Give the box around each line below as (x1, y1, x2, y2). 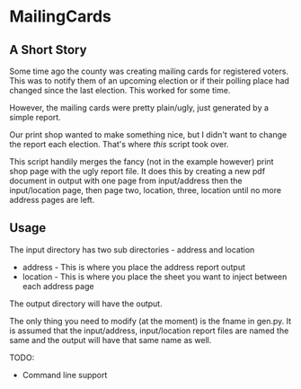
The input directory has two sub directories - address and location (9, 244, 255, 255)
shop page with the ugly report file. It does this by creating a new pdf (9, 166, 266, 176)
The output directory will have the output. (9, 298, 164, 309)
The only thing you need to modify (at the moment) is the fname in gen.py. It (9, 315, 292, 326)
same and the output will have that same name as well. (9, 334, 212, 345)
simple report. (9, 112, 61, 122)
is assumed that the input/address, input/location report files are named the (9, 325, 289, 336)
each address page (22, 280, 94, 291)
